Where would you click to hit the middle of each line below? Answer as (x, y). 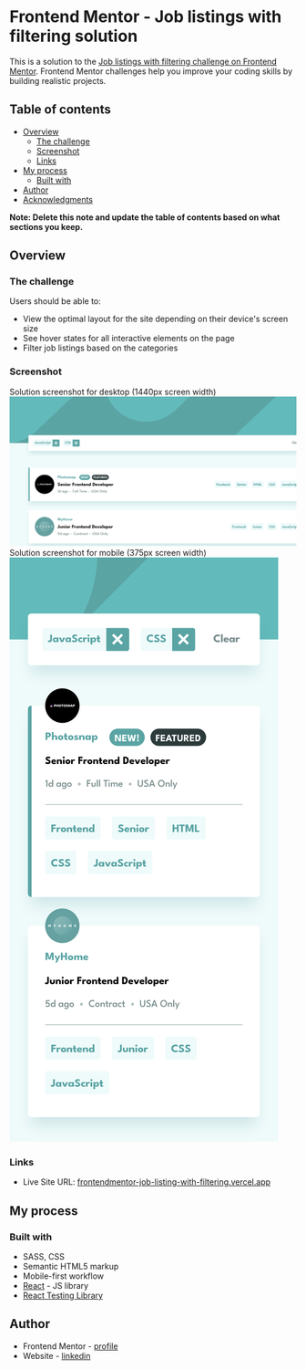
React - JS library (56, 1286)
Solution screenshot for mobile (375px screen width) (108, 553)
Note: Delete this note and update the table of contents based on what (145, 217)
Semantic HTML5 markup (71, 1267)
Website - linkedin (56, 1355)
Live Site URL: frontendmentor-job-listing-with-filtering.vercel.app (147, 1182)
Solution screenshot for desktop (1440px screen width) (113, 392)
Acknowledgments (58, 199)
